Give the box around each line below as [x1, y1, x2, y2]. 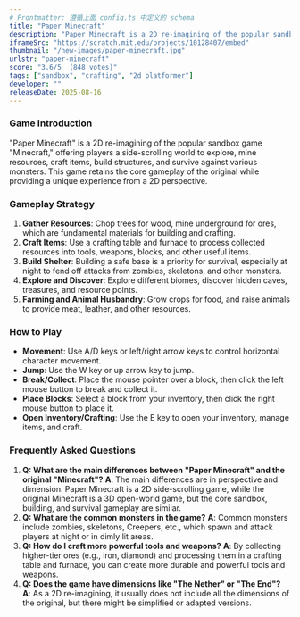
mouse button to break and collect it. [21, 384, 158, 395]
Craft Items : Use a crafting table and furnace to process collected [21, 238, 266, 248]
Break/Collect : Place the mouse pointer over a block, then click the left [21, 374, 284, 385]
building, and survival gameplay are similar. [21, 502, 181, 513]
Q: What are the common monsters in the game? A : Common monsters [21, 512, 288, 522]
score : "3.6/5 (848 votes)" [9, 63, 118, 72]
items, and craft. [21, 421, 83, 433]
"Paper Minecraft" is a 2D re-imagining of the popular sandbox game [9, 138, 263, 148]
